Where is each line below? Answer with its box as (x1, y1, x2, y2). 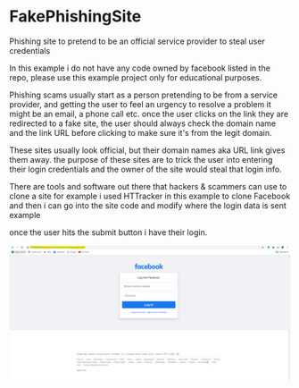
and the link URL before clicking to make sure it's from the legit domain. (9, 127, 272, 138)
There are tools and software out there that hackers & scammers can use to (9, 181, 287, 191)
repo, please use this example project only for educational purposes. (9, 72, 262, 82)
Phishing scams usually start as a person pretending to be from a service (9, 89, 278, 100)
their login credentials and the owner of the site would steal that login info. (9, 164, 283, 174)
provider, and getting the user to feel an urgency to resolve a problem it (9, 98, 271, 109)
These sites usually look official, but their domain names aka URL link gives (9, 145, 286, 156)
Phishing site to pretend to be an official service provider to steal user (9, 36, 265, 46)
